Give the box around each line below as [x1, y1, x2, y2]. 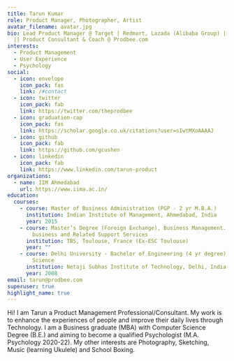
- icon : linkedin [13, 153, 64, 161]
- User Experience [13, 56, 68, 63]
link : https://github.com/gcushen [20, 147, 120, 154]
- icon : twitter [13, 95, 61, 102]
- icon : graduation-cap [13, 114, 82, 121]
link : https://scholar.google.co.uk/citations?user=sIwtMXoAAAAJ [20, 127, 214, 134]
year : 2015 [25, 218, 58, 225]
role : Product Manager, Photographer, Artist [7, 17, 142, 24]
